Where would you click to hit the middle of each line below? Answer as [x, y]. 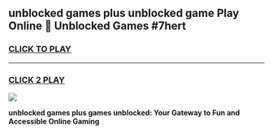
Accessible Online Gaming [54, 121]
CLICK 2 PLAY [37, 80]
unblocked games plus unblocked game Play [124, 13]
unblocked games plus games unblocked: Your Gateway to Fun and [124, 112]
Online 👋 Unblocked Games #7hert [97, 26]
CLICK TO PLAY [40, 50]
